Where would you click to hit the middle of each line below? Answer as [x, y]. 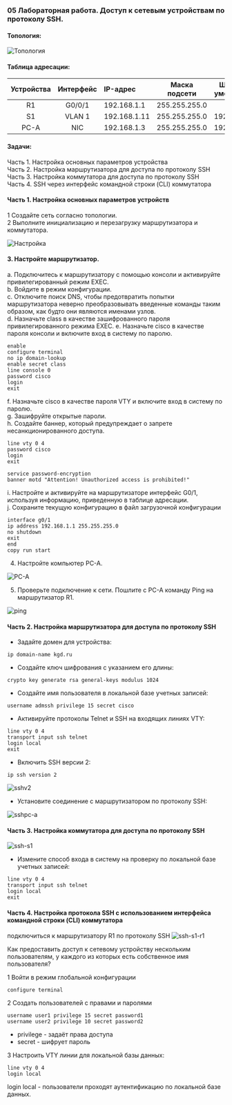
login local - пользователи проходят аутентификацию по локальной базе [114, 1086]
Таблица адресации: [39, 66]
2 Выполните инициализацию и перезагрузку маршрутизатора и [103, 222]
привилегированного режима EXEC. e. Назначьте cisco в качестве [106, 326]
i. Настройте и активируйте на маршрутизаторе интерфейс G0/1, [103, 492]
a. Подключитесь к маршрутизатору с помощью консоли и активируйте [114, 274]
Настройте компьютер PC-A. [60, 563]
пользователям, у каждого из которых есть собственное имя [98, 956]
